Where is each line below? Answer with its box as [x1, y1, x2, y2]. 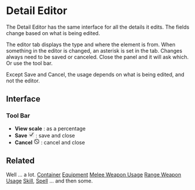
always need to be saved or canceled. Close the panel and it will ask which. [6, 53, 189, 60]
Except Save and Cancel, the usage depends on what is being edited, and [6, 71, 184, 78]
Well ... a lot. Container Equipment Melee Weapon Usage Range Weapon [6, 171, 181, 178]
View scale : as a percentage [14, 125, 86, 132]
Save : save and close [14, 132, 75, 139]
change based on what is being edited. [6, 29, 100, 36]
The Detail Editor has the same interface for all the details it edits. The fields [6, 23, 190, 30]
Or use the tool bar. [6, 60, 53, 67]
